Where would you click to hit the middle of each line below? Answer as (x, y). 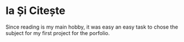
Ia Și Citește (36, 11)
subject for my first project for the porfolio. (58, 33)
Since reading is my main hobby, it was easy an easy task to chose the (92, 27)
